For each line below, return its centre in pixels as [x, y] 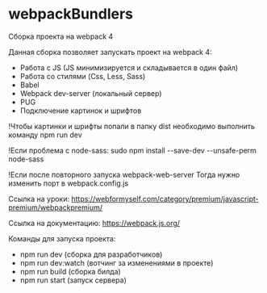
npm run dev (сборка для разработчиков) [91, 254]
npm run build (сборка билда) [70, 271]
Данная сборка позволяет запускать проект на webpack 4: [110, 52]
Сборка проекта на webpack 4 [61, 36]
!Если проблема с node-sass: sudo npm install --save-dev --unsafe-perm [132, 150]
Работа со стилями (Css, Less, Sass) [83, 76]
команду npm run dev [45, 135]
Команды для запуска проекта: [62, 238]
